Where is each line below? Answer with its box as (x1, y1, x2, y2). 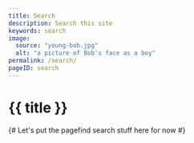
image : (8, 34, 30, 43)
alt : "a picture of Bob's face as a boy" (15, 49, 156, 57)
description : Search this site (8, 19, 113, 27)
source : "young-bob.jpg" (15, 42, 99, 50)
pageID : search (8, 64, 59, 72)
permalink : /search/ (8, 57, 78, 65)
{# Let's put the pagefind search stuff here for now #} (8, 125, 186, 135)
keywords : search (8, 27, 67, 35)
